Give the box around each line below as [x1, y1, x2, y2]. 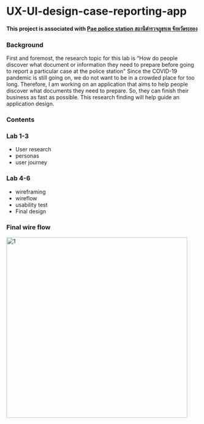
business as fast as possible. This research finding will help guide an [6, 94, 179, 101]
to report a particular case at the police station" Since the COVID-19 [6, 67, 178, 75]
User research [15, 146, 52, 153]
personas [15, 152, 40, 160]
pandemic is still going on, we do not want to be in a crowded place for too [6, 74, 195, 81]
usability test [15, 201, 48, 208]
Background [6, 40, 44, 49]
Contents [6, 115, 35, 124]
